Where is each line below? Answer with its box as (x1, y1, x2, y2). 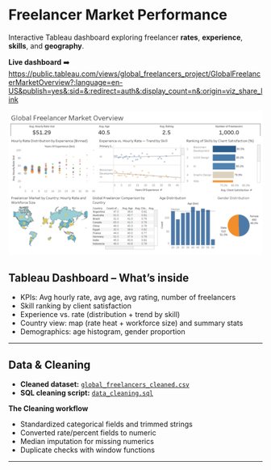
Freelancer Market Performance (8, 6, 228, 24)
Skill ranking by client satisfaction (19, 301, 131, 311)
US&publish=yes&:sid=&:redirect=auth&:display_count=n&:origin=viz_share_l (8, 86, 263, 95)
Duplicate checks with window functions (19, 445, 156, 455)
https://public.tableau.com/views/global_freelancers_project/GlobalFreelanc (8, 69, 261, 78)
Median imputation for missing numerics (19, 437, 155, 447)
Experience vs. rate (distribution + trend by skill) (19, 310, 181, 320)
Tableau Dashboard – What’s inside (8, 271, 190, 285)
